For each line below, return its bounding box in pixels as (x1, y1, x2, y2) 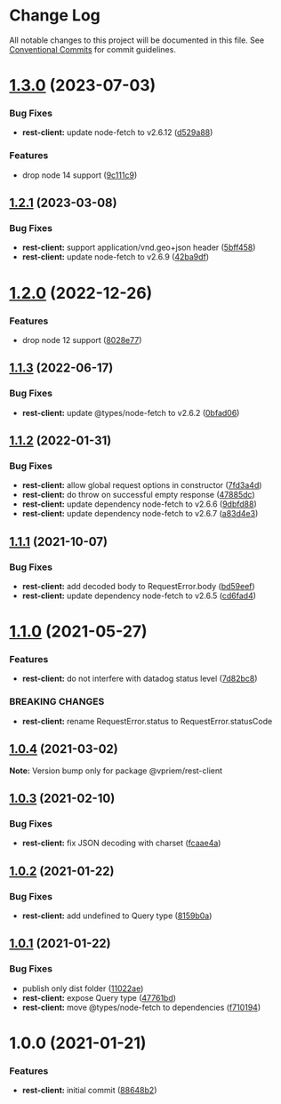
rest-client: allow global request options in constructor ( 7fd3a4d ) (21, 480, 262, 491)
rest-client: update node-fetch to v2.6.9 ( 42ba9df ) (21, 252, 210, 262)
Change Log (9, 5, 100, 26)
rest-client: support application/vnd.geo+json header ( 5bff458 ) (21, 242, 256, 253)
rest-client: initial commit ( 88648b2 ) (21, 1085, 157, 1096)
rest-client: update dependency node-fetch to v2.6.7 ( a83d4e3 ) (21, 508, 259, 519)
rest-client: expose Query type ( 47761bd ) (21, 992, 176, 1003)
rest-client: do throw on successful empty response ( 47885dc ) (21, 490, 255, 500)
